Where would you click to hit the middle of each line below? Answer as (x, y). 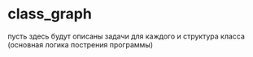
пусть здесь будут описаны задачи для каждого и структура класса (126, 36)
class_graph (50, 14)
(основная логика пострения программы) (81, 44)
